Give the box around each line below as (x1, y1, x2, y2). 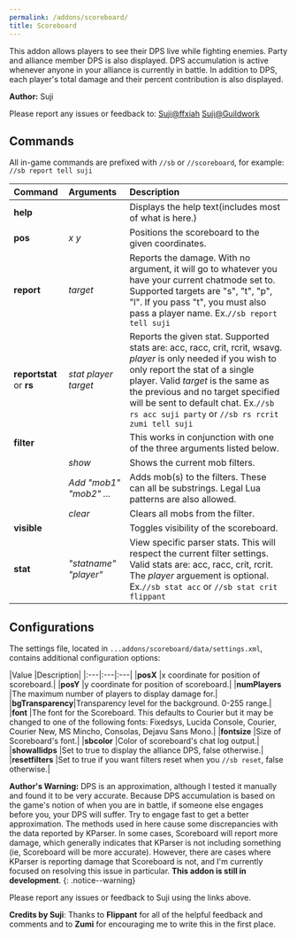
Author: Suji (9, 90, 54, 102)
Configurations (9, 619, 95, 634)
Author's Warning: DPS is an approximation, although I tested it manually (9, 781, 277, 792)
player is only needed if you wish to (129, 353, 277, 365)
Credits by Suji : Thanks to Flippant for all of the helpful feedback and (9, 910, 263, 920)
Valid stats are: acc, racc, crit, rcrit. (129, 559, 274, 571)
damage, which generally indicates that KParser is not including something (9, 838, 281, 849)
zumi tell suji (129, 419, 194, 430)
